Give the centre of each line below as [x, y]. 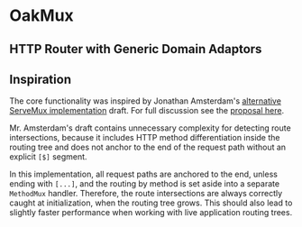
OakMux [41, 16]
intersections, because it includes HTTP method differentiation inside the [145, 138]
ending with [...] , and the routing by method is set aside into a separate [145, 184]
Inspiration [41, 79]
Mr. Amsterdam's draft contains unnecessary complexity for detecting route [150, 128]
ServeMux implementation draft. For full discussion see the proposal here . [147, 111]
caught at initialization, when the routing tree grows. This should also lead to [151, 203]
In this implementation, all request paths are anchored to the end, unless [143, 174]
